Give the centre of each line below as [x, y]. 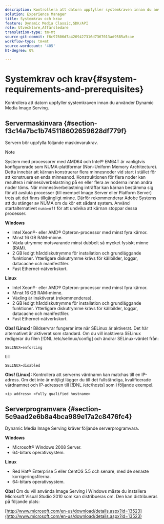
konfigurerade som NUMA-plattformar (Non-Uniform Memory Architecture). [81, 167]
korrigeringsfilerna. [31, 477]
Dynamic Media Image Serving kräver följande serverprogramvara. [72, 428]
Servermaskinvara [34, 123]
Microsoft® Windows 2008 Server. [47, 447]
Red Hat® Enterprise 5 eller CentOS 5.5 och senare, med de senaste [81, 471]
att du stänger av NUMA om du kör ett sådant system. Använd [68, 203]
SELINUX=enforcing [24, 348]
